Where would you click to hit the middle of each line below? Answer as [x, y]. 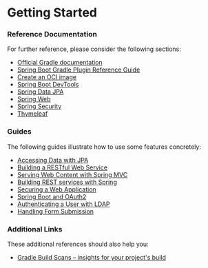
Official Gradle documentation [60, 63]
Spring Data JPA [40, 92]
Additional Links [35, 229]
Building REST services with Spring [67, 182]
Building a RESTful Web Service [62, 167]
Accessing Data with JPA [53, 160]
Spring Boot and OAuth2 [52, 196]
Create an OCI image [47, 77]
